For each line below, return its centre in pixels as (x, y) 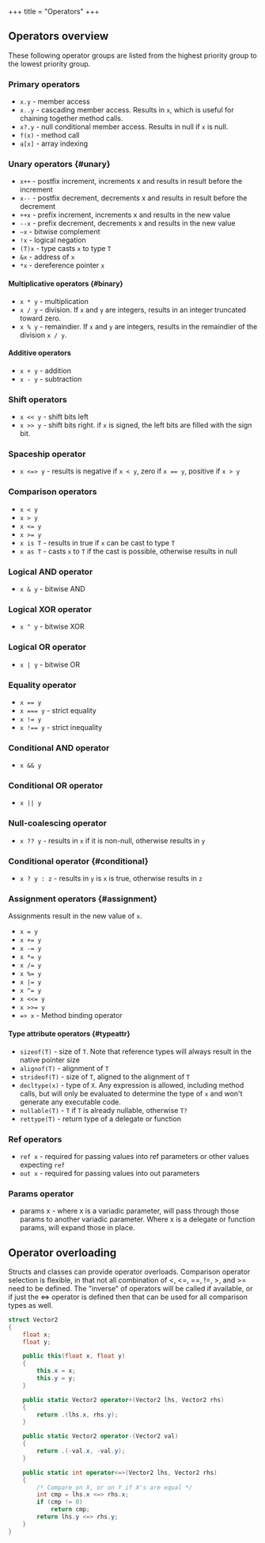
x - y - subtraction (51, 378)
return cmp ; (70, 1510)
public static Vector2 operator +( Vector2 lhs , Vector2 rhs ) (123, 1400)
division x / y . (43, 335)
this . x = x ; (57, 1371)
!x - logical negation (53, 240)
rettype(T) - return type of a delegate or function (100, 1119)
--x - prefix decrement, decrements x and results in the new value (127, 223)
